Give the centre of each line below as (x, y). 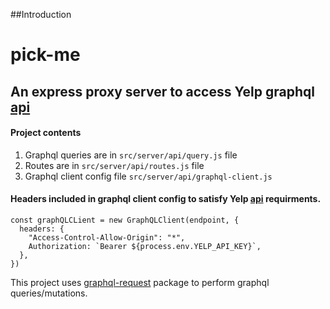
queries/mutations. (49, 293)
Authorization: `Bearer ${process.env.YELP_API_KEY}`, (145, 246)
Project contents (46, 133)
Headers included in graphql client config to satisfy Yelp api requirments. (166, 199)
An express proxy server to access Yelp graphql (162, 91)
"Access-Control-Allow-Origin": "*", (107, 237)
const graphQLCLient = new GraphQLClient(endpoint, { (125, 220)
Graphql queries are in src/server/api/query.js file (131, 155)
